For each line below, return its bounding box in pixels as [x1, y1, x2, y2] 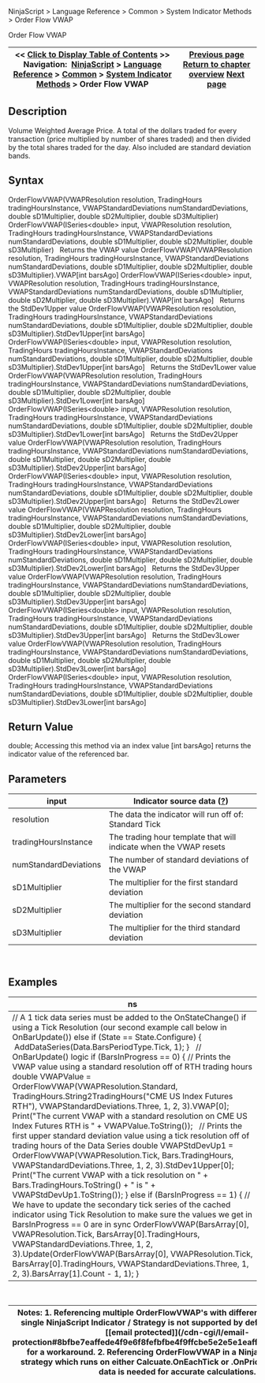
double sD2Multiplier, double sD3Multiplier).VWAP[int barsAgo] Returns [8, 295, 245, 304]
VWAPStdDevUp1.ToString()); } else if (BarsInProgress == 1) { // [12, 1190, 251, 1201]
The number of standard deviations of [109, 855, 249, 866]
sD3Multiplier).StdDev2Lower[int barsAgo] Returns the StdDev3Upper [8, 563, 240, 572]
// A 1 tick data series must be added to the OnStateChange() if [12, 1012, 247, 1023]
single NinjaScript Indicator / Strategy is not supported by [21, 1317, 244, 1328]
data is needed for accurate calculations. [98, 1366, 256, 1377]
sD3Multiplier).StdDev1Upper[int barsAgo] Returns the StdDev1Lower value [8, 362, 256, 371]
